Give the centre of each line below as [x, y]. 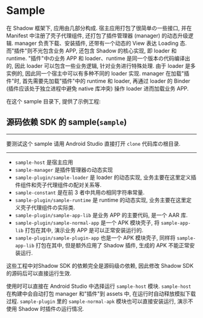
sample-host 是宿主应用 [44, 162]
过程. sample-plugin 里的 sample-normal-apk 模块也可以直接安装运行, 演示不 [100, 301]
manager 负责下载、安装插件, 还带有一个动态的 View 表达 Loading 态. [101, 43]
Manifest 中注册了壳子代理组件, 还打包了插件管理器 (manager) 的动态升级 [97, 35]
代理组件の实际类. [53, 207]
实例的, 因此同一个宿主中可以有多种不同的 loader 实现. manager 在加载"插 [98, 73]
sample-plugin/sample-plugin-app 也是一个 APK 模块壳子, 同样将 [95, 238]
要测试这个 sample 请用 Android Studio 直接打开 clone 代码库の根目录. [94, 143]
